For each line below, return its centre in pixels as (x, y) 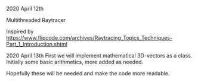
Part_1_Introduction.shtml (37, 44)
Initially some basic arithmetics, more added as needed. (75, 62)
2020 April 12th (25, 9)
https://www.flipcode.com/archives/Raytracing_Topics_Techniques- (89, 38)
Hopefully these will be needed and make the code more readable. (88, 73)
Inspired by (20, 31)
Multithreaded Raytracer (36, 20)
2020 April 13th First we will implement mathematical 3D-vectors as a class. (99, 55)
